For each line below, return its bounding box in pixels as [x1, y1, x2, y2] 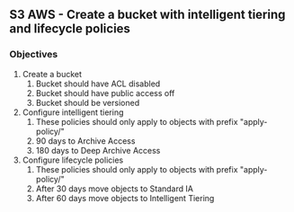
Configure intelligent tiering [22, 107, 124, 118]
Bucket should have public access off [35, 87, 175, 98]
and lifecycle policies [9, 22, 130, 37]
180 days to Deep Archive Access [35, 145, 161, 155]
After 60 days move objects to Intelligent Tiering [35, 192, 215, 203]
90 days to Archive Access [35, 135, 136, 146]
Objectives [9, 49, 58, 61]
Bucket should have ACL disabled [35, 78, 161, 89]
